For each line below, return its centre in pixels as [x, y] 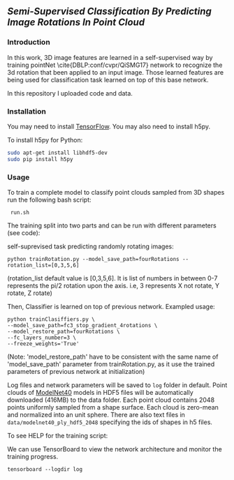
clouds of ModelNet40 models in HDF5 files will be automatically [100, 393]
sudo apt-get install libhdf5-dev [58, 153]
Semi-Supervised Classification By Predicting [109, 12]
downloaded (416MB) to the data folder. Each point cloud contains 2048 [111, 400]
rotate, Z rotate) [30, 293]
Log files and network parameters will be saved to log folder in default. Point [117, 385]
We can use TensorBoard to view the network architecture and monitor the [115, 449]
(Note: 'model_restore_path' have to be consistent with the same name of [113, 357]
